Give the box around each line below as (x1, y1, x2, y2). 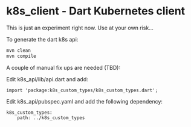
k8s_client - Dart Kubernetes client (6, 4, 186, 18)
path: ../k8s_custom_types (17, 114, 85, 121)
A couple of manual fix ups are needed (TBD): (6, 64, 121, 71)
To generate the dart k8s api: (6, 36, 79, 43)
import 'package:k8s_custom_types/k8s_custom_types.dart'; (6, 87, 158, 93)
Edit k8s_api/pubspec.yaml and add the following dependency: (6, 98, 163, 105)
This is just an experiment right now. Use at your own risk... (6, 24, 154, 31)
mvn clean (6, 47, 31, 54)
